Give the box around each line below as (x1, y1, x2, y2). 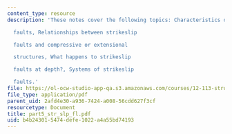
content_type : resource (7, 10, 76, 17)
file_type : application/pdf (7, 91, 88, 98)
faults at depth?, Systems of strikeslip (13, 66, 135, 73)
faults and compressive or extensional (13, 41, 128, 48)
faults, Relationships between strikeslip (13, 29, 137, 36)
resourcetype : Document (7, 104, 76, 111)
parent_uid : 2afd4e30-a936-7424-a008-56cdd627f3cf (7, 98, 156, 104)
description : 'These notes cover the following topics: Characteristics (7, 16, 221, 23)
